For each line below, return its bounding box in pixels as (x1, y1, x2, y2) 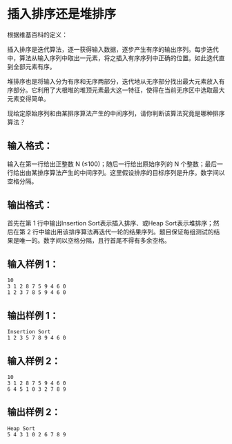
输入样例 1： (7, 258, 59, 270)
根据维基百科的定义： (7, 30, 68, 39)
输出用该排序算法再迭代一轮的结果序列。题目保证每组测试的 (44, 228, 214, 236)
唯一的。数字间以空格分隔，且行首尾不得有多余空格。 (19, 236, 171, 244)
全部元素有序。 (12, 62, 56, 71)
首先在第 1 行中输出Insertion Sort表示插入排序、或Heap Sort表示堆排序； (7, 219, 214, 227)
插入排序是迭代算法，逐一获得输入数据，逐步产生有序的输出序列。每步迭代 (7, 45, 219, 53)
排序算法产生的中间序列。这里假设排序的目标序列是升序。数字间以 (37, 168, 225, 176)
